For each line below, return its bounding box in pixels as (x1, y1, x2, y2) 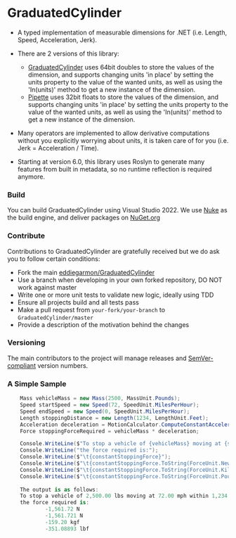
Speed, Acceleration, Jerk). (17, 35, 97, 44)
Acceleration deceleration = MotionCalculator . (20, 421, 162, 428)
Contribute (7, 231, 46, 241)
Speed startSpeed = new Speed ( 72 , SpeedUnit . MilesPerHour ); (20, 402, 199, 409)
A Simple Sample (7, 378, 67, 388)
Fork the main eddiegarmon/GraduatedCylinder (17, 268, 155, 276)
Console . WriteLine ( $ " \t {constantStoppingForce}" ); (20, 454, 171, 461)
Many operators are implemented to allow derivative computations (17, 129, 210, 137)
